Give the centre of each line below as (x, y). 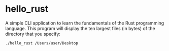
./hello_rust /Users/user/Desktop (42, 43)
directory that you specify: (33, 34)
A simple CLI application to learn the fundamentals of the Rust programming (85, 23)
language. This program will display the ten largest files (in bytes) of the (80, 28)
